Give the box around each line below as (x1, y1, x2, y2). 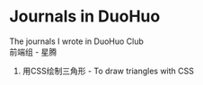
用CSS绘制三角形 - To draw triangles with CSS (22, 65, 195, 76)
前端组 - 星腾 (9, 47, 57, 57)
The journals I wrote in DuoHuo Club (9, 36, 144, 47)
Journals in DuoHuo (9, 6, 161, 27)
